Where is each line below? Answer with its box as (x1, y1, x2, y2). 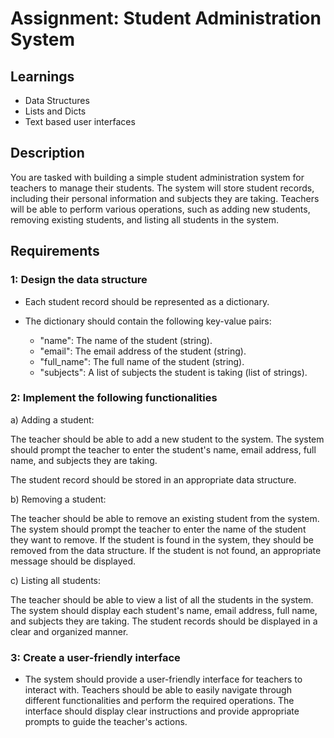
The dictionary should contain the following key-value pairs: (24, 315, 272, 327)
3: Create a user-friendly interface (10, 650, 181, 664)
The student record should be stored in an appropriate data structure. (10, 473, 297, 486)
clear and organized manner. (10, 625, 129, 637)
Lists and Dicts (24, 105, 87, 117)
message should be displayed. (10, 555, 136, 567)
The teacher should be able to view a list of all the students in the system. (10, 593, 314, 606)
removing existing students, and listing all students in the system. (10, 213, 280, 226)
